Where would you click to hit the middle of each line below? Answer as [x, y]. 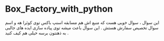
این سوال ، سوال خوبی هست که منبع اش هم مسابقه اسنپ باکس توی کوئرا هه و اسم [82, 22]
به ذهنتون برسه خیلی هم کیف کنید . [37, 33]
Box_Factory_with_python [59, 9]
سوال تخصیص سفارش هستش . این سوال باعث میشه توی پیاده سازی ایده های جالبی [82, 27]
